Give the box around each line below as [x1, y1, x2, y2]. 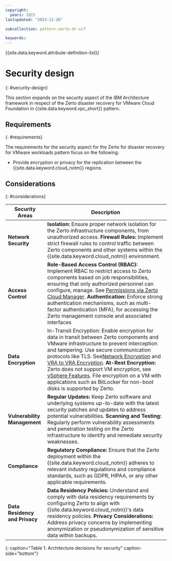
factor [47, 306, 62, 313]
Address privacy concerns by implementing [47, 519, 152, 526]
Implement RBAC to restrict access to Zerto [47, 267, 152, 275]
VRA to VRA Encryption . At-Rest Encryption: [47, 359, 156, 366]
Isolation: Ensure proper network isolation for [47, 220, 157, 227]
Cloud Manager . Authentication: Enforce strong [47, 293, 163, 300]
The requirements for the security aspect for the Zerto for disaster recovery [5, 144, 165, 150]
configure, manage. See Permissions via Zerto [47, 286, 158, 294]
